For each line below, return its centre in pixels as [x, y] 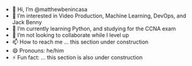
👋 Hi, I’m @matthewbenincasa [50, 9]
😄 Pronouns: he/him [38, 51]
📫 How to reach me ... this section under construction [80, 42]
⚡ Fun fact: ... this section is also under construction [77, 57]
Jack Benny [27, 22]
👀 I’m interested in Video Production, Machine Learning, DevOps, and [99, 16]
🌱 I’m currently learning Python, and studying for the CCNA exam [94, 28]
